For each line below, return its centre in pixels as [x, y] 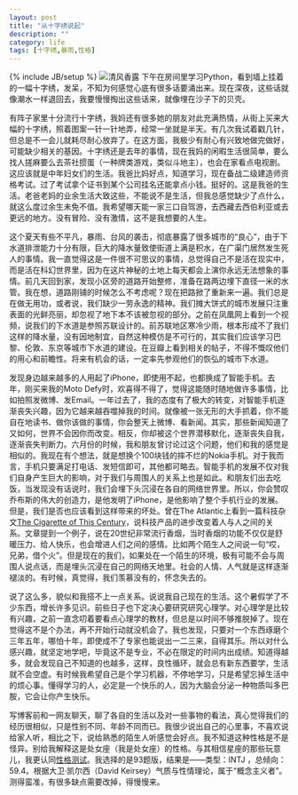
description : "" [39, 34]
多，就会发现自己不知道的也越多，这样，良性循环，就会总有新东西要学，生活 [149, 664]
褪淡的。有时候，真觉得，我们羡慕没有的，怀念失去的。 [110, 577]
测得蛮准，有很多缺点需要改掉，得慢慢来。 [87, 782]
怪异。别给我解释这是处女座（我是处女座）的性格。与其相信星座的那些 [137, 749]
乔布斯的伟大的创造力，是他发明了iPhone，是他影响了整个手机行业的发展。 [146, 500]
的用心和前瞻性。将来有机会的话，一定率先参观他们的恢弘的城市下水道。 [141, 359]
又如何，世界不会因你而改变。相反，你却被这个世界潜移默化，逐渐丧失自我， [149, 433]
